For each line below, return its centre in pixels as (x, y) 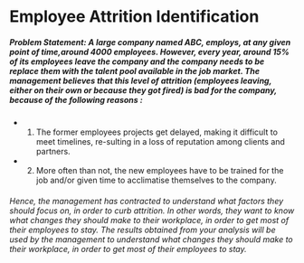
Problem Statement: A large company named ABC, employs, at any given (150, 42)
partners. (53, 152)
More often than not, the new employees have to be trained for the (160, 171)
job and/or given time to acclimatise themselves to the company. (157, 180)
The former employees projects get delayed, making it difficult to (157, 132)
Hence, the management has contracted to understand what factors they (147, 201)
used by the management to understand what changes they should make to (152, 239)
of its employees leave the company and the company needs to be (137, 61)
